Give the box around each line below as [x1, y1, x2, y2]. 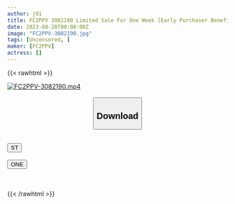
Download [97, 110, 138, 121]
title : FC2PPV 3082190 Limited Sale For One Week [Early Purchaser [7, 17, 208, 24]
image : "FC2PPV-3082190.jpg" [7, 29, 92, 37]
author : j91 [7, 10, 42, 18]
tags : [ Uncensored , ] [7, 36, 71, 43]
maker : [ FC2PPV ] [7, 43, 55, 50]
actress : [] [7, 50, 42, 57]
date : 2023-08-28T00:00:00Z [7, 23, 90, 30]
